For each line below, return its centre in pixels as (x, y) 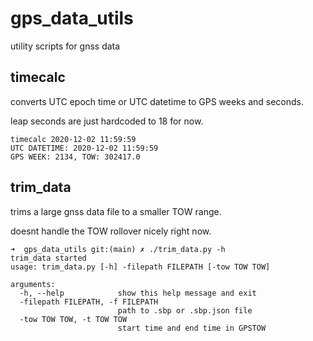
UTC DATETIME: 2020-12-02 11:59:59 (84, 148)
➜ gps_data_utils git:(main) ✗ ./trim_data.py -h (118, 249)
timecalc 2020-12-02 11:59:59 (73, 139)
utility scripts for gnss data (65, 46)
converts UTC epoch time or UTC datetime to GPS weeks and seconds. (157, 101)
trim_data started (48, 258)
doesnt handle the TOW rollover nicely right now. (111, 231)
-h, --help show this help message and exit (138, 293)
